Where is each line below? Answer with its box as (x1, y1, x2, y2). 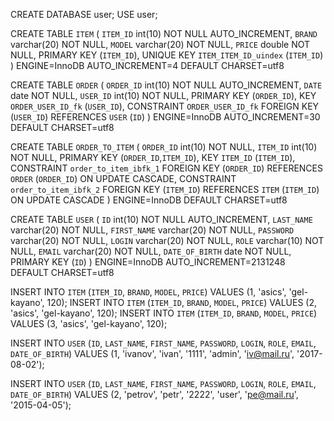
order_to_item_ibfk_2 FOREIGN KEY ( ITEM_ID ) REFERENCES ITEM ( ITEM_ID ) (10, 184, 320, 195)
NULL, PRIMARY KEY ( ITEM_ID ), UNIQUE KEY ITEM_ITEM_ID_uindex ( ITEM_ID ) (10, 49, 324, 61)
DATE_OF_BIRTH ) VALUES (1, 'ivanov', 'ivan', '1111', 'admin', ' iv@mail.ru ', (10, 348, 295, 359)
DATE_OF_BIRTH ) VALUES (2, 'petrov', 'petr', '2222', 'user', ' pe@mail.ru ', (10, 389, 299, 400)
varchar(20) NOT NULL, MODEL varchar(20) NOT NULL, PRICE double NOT (10, 39, 311, 50)
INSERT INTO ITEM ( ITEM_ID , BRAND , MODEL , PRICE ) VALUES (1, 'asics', (10, 286, 287, 298)
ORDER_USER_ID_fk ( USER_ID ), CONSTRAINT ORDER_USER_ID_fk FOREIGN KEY (10, 100, 320, 112)
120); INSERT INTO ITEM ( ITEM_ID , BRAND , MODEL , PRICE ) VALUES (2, (46, 297, 317, 308)
